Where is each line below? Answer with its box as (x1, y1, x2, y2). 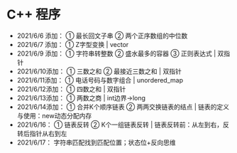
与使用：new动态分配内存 (16, 111, 92, 120)
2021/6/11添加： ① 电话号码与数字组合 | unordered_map (16, 75, 184, 84)
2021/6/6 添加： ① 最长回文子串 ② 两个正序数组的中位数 (16, 31, 188, 40)
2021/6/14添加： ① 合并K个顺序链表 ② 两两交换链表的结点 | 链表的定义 (16, 102, 230, 111)
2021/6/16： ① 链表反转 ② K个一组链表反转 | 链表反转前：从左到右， (16, 120, 224, 129)
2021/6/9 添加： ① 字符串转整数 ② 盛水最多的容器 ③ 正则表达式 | (16, 49, 216, 58)
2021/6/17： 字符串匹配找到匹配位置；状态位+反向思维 (16, 138, 176, 147)
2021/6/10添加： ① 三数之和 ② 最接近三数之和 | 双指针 (16, 67, 182, 75)
